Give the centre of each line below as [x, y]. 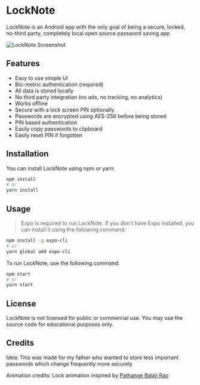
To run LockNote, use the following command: [63, 263]
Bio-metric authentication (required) [59, 84]
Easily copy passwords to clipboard [59, 128]
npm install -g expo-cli [37, 241]
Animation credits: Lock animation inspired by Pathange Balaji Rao [87, 375]
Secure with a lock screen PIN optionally [64, 110]
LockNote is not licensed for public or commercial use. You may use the [95, 318]
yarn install [22, 190]
